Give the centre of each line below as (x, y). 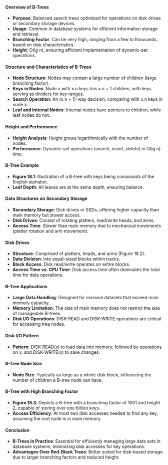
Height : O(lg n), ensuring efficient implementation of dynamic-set (80, 50)
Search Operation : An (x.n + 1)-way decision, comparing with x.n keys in (87, 99)
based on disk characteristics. (43, 45)
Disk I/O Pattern (22, 336)
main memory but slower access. (46, 215)
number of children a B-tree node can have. (57, 380)
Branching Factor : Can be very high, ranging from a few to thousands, (85, 40)
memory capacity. (31, 303)
